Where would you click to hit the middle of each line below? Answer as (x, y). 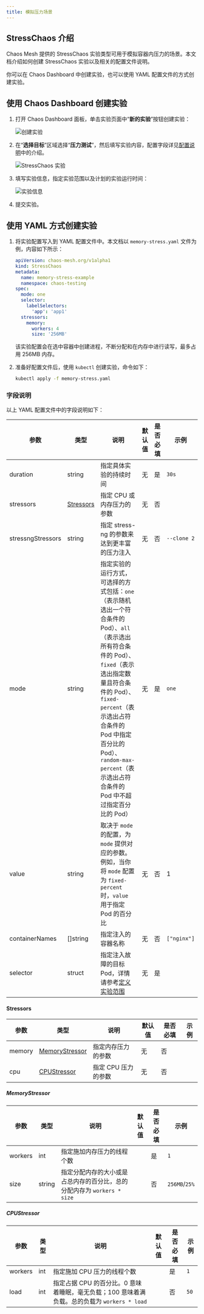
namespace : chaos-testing (53, 283)
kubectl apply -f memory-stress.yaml (63, 379)
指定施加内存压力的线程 (94, 1151)
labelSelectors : (47, 306)
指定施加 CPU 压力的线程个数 (95, 1271)
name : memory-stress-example (58, 277)
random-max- (118, 760)
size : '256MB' (49, 334)
